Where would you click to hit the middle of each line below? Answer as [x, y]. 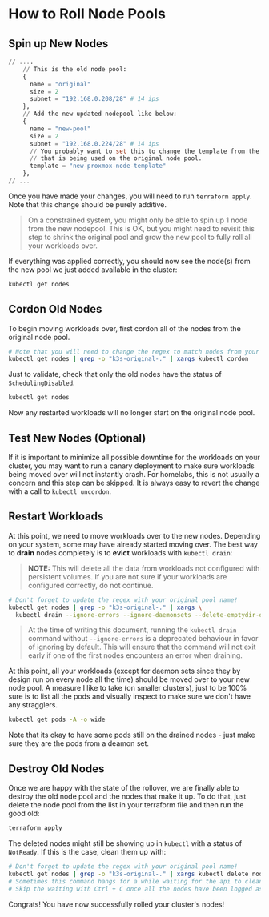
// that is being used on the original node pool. [116, 158]
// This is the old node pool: [75, 69]
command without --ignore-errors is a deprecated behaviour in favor [143, 639]
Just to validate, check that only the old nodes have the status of [115, 374]
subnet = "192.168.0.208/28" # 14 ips [94, 99]
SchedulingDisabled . [42, 383]
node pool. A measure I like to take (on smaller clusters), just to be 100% [128, 688]
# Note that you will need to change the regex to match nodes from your [134, 352]
